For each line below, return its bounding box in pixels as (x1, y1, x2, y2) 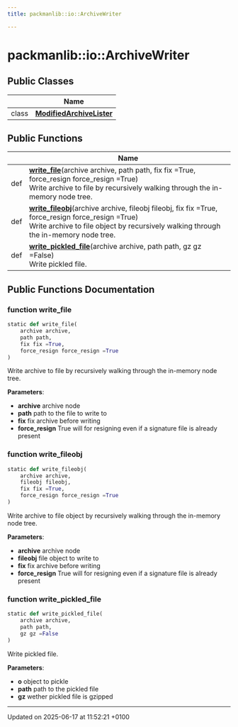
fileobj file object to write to (17, 554, 99, 562)
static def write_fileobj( (7, 465, 87, 472)
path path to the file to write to (17, 409, 108, 418)
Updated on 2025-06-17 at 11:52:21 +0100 (7, 712, 130, 721)
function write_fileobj (7, 450, 83, 460)
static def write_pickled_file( (7, 611, 103, 618)
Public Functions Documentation (7, 283, 155, 295)
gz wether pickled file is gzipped (17, 692, 113, 701)
